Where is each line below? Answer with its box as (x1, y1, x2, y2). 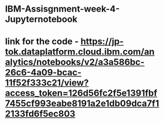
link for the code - (5, 36, 79, 47)
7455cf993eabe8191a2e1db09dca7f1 (5, 98, 159, 109)
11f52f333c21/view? (5, 77, 89, 88)
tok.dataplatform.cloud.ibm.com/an (5, 46, 155, 57)
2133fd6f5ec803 (5, 108, 76, 120)
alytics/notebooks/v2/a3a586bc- (5, 57, 145, 68)
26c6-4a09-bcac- (5, 67, 82, 78)
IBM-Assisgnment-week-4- (5, 3, 120, 15)
